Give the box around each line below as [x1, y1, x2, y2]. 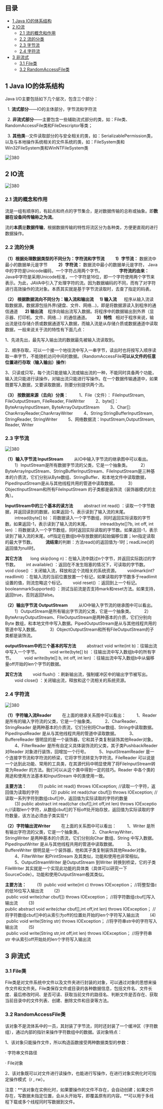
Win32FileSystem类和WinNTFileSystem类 [5, 145, 89, 151]
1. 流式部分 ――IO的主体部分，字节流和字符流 [7, 106, 97, 112]
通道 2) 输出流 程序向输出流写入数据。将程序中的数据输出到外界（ [9, 309, 150, 314]
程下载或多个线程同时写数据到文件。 [5, 1099, 78, 1105]
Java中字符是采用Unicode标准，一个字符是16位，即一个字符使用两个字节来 [5, 274, 155, 280]
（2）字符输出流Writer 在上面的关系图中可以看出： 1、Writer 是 [5, 823, 151, 829]
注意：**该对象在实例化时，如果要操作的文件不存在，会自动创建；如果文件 [5, 1087, 154, 1093]
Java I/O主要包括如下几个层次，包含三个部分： [5, 96, 98, 101]
